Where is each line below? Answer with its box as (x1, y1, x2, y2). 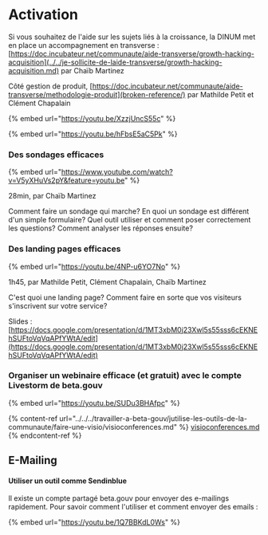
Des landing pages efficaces (8, 243, 121, 254)
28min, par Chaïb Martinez (8, 191, 97, 201)
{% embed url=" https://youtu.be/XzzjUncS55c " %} (8, 113, 176, 123)
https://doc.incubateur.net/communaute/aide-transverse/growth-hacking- (10, 49, 255, 58)
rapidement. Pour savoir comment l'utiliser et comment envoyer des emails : (8, 502, 258, 512)
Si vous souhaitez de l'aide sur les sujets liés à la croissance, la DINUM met (8, 32, 256, 41)
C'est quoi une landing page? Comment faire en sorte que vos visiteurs (8, 293, 242, 302)
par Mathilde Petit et (187, 89, 254, 99)
